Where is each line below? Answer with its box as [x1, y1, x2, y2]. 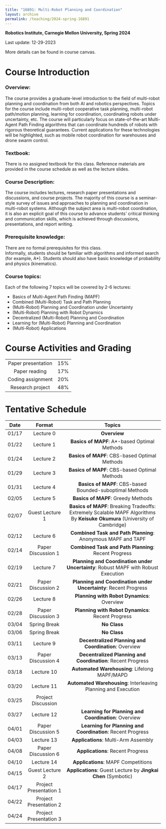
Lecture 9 [33, 640, 56, 647]
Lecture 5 [33, 495, 56, 502]
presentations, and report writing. [5, 221, 74, 227]
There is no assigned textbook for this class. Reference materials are [5, 161, 145, 167]
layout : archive [5, 12, 39, 17]
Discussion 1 [29, 550, 60, 557]
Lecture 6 [33, 532, 56, 539]
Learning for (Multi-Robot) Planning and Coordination [12, 320, 121, 326]
